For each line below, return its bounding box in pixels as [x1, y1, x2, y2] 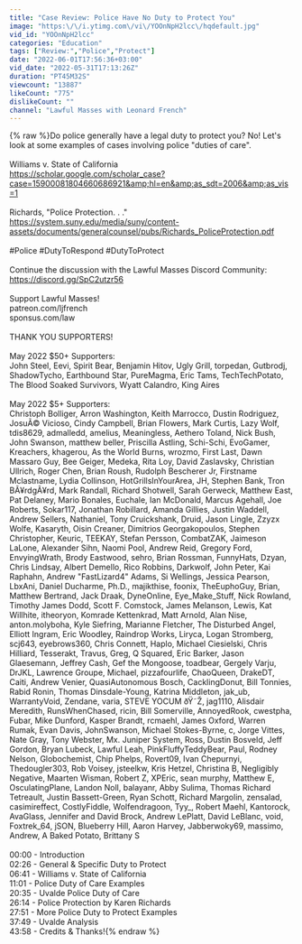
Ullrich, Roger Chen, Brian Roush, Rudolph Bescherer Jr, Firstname [9, 466, 258, 477]
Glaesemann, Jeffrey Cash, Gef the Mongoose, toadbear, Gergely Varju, [9, 658, 277, 669]
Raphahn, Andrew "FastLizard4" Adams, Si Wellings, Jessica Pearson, [9, 571, 270, 582]
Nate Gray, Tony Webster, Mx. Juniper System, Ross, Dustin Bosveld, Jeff [9, 735, 282, 745]
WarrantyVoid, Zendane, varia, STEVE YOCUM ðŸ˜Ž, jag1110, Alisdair [9, 696, 265, 707]
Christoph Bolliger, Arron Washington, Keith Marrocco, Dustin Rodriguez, [9, 408, 279, 420]
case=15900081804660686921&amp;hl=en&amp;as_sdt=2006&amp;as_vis [9, 178, 288, 190]
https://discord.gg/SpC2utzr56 [9, 274, 124, 285]
